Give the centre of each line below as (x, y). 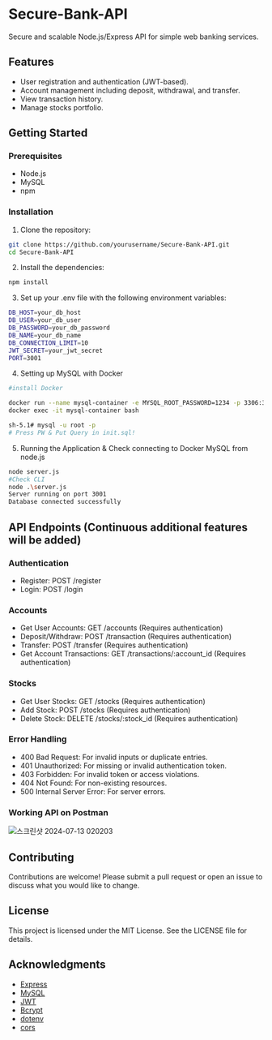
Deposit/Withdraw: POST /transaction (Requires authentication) (126, 637)
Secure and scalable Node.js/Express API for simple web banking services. (134, 37)
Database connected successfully (65, 502)
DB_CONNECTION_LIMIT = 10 (49, 343)
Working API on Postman (59, 812)
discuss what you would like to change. (74, 885)
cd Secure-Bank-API (41, 252)
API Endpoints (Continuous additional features (128, 527)
